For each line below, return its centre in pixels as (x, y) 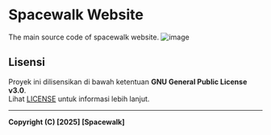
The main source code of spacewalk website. (84, 37)
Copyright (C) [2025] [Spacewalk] (67, 121)
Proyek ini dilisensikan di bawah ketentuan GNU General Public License (128, 81)
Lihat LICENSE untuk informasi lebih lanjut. (79, 99)
